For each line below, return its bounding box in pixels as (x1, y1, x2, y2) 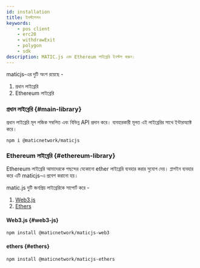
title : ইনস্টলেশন (6, 15, 41, 21)
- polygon (17, 43, 42, 49)
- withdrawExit (17, 37, 56, 43)
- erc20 (17, 31, 36, 38)
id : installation (6, 8, 50, 15)
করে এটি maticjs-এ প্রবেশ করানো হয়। (6, 172, 79, 179)
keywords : (6, 20, 32, 26)
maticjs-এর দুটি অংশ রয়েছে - (6, 70, 64, 77)
